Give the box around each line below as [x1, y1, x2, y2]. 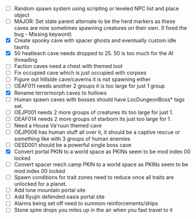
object [13, 12, 30, 19]
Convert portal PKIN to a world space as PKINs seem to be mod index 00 [13, 148, 191, 155]
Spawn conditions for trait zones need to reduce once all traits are [13, 174, 174, 181]
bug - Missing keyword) [13, 31, 72, 38]
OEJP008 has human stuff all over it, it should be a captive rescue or [13, 129, 180, 136]
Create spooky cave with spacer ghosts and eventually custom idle [13, 37, 177, 44]
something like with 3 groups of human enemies [13, 135, 130, 142]
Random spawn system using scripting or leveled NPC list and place [13, 5, 180, 12]
